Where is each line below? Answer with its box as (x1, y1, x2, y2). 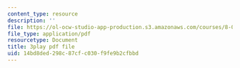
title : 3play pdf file (7, 43, 75, 50)
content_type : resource (7, 10, 79, 18)
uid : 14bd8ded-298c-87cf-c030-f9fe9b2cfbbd (7, 50, 139, 57)
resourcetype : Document (7, 37, 79, 44)
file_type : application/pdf (7, 30, 91, 38)
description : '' (7, 17, 56, 24)
